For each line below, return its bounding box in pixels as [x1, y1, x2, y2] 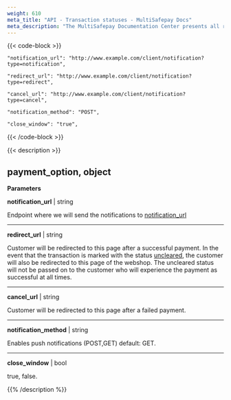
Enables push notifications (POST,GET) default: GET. [7, 339, 156, 347]
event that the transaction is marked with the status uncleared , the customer [7, 251, 223, 259]
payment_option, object [7, 166, 111, 178]
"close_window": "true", [7, 121, 78, 128]
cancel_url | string [7, 293, 60, 301]
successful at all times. [7, 273, 72, 281]
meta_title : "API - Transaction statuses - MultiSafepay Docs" [7, 16, 192, 23]
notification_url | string [7, 198, 74, 206]
